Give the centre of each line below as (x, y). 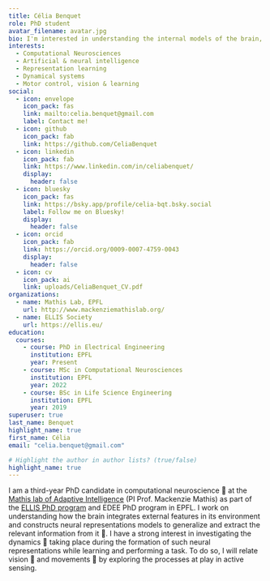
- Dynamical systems (50, 76)
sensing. (23, 568)
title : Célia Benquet (45, 16)
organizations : (34, 295)
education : (27, 332)
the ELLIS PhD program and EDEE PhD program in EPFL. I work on (119, 508)
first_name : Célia (39, 438)
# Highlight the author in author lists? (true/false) (103, 460)
